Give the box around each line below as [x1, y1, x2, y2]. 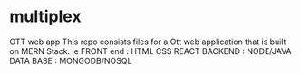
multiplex [9, 6, 82, 27]
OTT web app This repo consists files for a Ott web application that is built [9, 36, 286, 47]
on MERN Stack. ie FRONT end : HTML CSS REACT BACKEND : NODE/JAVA [9, 45, 292, 56]
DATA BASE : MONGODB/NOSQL [9, 55, 132, 66]
